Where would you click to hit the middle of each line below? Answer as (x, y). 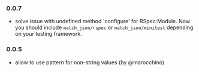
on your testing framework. (48, 34)
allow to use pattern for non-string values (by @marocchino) (90, 62)
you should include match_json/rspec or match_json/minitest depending (104, 27)
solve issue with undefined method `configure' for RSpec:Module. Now (102, 21)
